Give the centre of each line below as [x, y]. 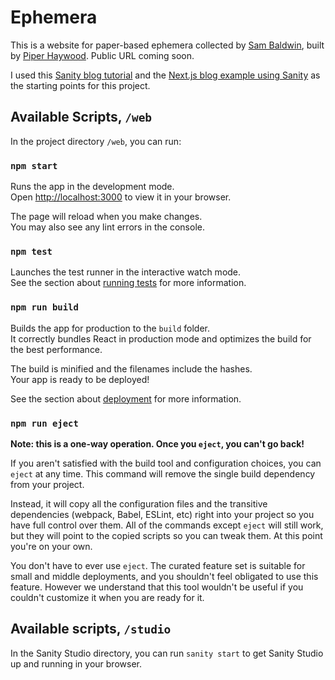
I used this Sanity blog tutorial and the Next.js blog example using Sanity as [165, 75]
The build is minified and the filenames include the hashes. [131, 368]
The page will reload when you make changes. [106, 217]
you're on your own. [51, 546]
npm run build [44, 307]
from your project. [47, 484]
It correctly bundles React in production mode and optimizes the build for [161, 338]
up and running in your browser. [76, 663]
